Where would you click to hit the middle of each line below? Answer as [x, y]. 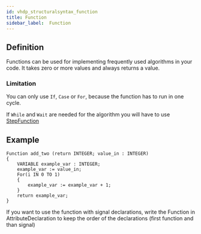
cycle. [13, 103]
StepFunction [23, 121]
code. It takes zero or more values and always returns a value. [83, 68]
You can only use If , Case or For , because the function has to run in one [95, 97]
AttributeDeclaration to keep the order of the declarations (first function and [100, 218]
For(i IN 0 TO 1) [39, 175]
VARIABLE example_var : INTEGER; [59, 164]
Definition [25, 47]
